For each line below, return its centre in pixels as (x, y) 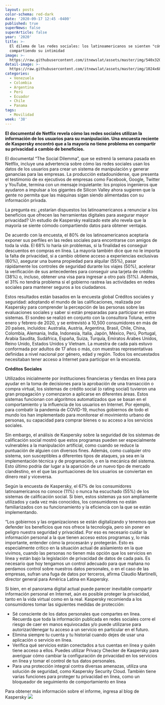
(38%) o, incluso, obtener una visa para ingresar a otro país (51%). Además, (82, 277)
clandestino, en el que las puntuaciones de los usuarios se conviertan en (79, 471)
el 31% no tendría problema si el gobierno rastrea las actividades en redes (80, 282)
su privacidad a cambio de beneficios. (45, 149)
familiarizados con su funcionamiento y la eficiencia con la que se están (78, 507)
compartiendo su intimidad (37, 51)
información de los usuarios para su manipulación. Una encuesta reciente (82, 139)
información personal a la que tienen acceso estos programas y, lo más (77, 537)
